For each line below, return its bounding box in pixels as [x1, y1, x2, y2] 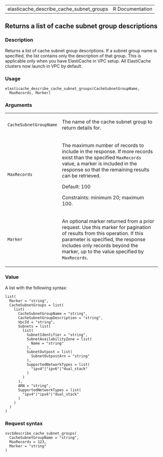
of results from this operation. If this [62, 230, 144, 237]
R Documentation [113, 6, 153, 12]
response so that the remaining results [62, 166, 149, 173]
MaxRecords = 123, [9, 439, 47, 444]
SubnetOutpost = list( [26, 349, 73, 354]
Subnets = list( [17, 324, 51, 329]
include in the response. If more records [62, 148, 153, 155]
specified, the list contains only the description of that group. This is [5, 53, 141, 59]
